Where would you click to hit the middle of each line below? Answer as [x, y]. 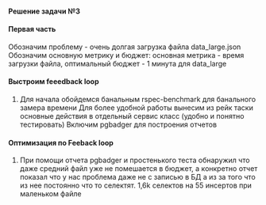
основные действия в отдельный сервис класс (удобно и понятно [132, 116]
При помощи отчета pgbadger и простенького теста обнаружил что [135, 160]
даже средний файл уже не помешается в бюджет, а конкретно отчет [139, 169]
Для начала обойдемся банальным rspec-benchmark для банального [138, 99]
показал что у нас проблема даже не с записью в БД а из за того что [137, 177]
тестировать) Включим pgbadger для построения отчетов [118, 124]
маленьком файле [50, 194]
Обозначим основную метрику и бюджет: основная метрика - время [126, 55]
